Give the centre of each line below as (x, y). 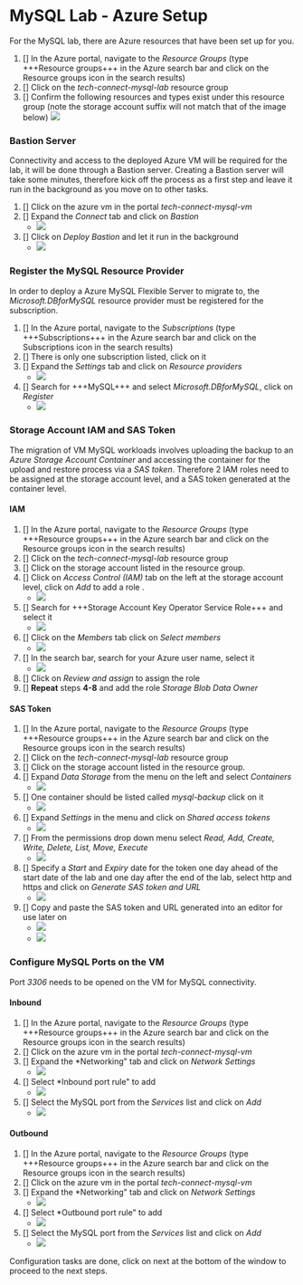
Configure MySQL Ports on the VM (87, 963)
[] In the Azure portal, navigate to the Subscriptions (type (129, 328)
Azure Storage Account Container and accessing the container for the (140, 459)
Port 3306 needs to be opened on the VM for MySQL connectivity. (133, 982)
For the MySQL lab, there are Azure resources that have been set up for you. (152, 41)
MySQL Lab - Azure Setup (109, 16)
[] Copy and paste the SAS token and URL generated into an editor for (152, 907)
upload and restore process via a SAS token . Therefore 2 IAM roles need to (149, 469)
